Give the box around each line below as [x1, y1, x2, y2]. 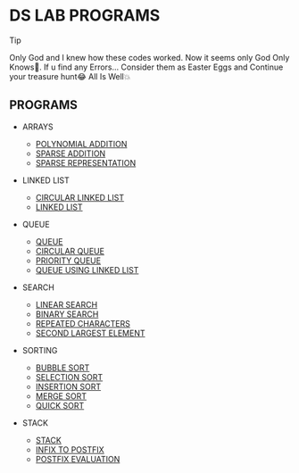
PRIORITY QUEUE [35, 255, 101, 266]
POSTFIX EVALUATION [35, 453, 120, 464]
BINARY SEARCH [35, 309, 99, 319]
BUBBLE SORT [35, 362, 90, 373]
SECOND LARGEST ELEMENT [35, 328, 145, 338]
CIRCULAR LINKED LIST [35, 192, 125, 203]
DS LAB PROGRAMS [9, 5, 161, 26]
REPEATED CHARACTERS [35, 318, 131, 328]
